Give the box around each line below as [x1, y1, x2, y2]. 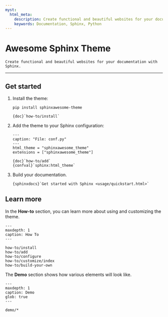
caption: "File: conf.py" [12, 137, 66, 142]
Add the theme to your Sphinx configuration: [12, 123, 104, 128]
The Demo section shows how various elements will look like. [5, 271, 132, 277]
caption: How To [5, 232, 39, 237]
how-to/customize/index [5, 258, 55, 263]
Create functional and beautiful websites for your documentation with [5, 60, 157, 65]
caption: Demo [5, 290, 35, 295]
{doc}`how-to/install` [12, 114, 60, 119]
